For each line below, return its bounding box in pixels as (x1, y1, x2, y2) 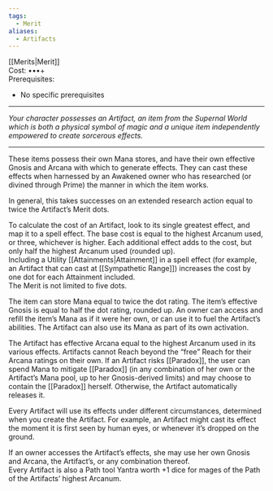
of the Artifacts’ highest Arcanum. (8, 474, 122, 484)
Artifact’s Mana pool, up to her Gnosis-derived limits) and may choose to (8, 373, 252, 383)
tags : (8, 11, 27, 20)
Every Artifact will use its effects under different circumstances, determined (8, 406, 262, 416)
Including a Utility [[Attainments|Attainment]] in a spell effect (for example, (8, 255, 258, 265)
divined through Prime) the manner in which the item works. (8, 180, 209, 190)
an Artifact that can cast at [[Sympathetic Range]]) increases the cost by (8, 264, 252, 274)
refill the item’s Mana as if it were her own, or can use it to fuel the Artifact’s (8, 314, 262, 324)
